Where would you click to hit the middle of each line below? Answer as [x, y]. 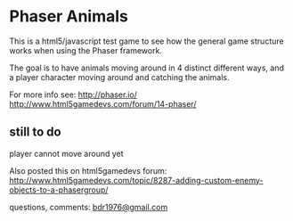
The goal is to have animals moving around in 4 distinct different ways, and [147, 68]
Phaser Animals [69, 16]
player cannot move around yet [66, 153]
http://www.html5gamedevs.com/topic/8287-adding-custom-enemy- [137, 180]
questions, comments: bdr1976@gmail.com [89, 207]
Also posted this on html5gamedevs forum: [88, 170]
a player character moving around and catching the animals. [119, 77]
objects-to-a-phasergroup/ [59, 190]
